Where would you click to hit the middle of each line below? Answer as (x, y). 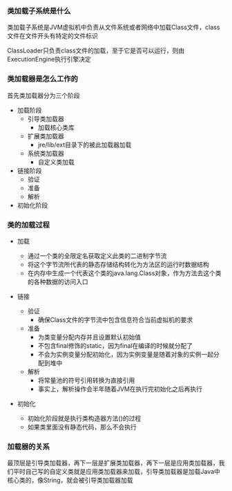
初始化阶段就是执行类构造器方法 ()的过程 (84, 418)
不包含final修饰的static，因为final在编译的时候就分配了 (115, 345)
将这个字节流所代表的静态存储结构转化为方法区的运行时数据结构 (118, 264)
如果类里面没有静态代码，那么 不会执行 (82, 427)
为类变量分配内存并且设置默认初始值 (89, 337)
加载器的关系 (29, 446)
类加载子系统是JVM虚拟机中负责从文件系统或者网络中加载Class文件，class (114, 27)
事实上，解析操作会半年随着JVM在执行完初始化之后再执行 (120, 389)
